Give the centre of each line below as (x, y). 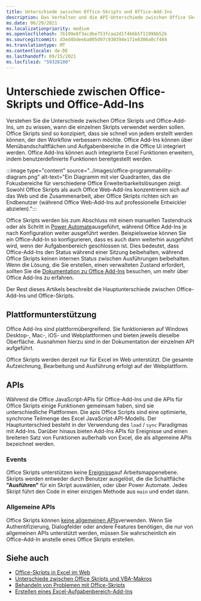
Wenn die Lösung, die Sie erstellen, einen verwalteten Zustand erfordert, (96, 265)
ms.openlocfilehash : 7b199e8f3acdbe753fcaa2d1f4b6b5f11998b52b (87, 34)
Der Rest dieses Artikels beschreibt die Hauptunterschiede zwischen (91, 289)
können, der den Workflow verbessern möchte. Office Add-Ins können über (100, 140)
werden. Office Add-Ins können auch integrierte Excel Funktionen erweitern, (100, 153)
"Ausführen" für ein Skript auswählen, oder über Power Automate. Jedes (97, 485)
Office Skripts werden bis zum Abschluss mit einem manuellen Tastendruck (99, 221)
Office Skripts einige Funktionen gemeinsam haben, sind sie (80, 406)
